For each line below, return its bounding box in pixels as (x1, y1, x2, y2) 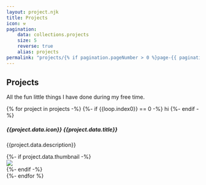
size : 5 (17, 37, 37, 43)
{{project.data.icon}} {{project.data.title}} (6, 126, 118, 134)
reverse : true (17, 43, 53, 50)
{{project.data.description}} (6, 142, 77, 149)
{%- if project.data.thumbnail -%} (6, 153, 91, 160)
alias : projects (17, 49, 59, 55)
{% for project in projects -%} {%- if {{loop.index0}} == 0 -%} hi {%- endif (6, 105, 195, 113)
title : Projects (6, 15, 48, 21)
